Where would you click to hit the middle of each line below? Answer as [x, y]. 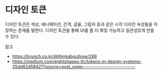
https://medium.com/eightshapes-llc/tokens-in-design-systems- [77, 61]
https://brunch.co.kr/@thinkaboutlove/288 [54, 56]
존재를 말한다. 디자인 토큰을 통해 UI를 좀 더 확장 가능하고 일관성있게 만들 [86, 30]
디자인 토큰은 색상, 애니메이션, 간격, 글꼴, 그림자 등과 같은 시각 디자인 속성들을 [79, 24]
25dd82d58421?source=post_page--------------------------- [74, 66]
